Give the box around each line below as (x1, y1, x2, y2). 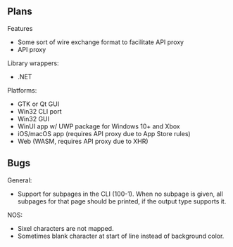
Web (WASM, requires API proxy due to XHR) (17, 137, 149, 145)
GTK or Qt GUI (17, 100, 60, 108)
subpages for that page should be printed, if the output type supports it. (17, 196, 227, 206)
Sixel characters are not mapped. (17, 224, 114, 232)
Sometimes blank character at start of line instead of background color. (17, 232, 225, 240)
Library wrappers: (7, 59, 59, 67)
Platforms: (7, 86, 37, 94)
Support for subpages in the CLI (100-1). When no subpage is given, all (17, 189, 223, 198)
